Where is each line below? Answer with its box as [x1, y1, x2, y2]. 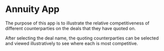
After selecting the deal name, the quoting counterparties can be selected [5, 35, 159, 41]
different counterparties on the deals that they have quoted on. [5, 25, 136, 31]
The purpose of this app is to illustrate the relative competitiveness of [5, 20, 150, 26]
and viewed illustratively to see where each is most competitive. [5, 40, 138, 46]
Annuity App [5, 3, 60, 15]
